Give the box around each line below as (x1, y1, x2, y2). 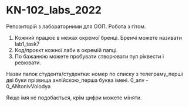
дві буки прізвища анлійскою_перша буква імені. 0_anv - (6, 77, 148, 84)
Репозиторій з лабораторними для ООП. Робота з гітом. (6, 23, 146, 30)
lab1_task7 (14, 40, 40, 47)
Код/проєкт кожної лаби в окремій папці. (14, 46, 119, 53)
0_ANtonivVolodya (6, 82, 51, 89)
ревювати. (14, 59, 42, 66)
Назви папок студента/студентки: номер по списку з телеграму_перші (6, 70, 184, 77)
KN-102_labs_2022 (6, 4, 102, 17)
